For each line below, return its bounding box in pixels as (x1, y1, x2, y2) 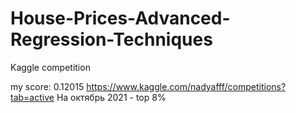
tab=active (10, 91, 55, 103)
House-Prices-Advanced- (10, 7, 231, 30)
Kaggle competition (10, 61, 91, 73)
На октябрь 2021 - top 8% (56, 91, 167, 103)
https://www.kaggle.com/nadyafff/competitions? (86, 80, 287, 92)
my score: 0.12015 (10, 80, 85, 92)
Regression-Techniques (10, 28, 213, 51)
